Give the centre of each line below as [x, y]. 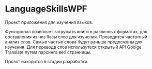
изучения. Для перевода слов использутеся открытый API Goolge [73, 47]
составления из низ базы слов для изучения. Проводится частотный [76, 37]
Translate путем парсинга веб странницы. [48, 52]
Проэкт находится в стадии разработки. [47, 61]
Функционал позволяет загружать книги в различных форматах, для [76, 31]
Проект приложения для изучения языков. [49, 22]
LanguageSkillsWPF [46, 9]
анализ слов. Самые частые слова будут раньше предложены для [74, 41]
